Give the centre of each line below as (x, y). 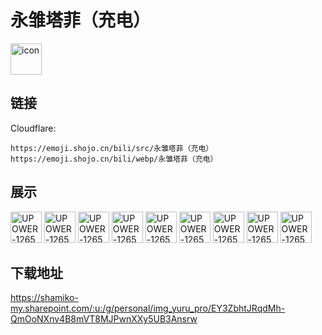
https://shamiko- (44, 298)
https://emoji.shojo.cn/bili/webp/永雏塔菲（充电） (114, 159)
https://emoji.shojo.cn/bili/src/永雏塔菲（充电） (112, 148)
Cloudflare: (33, 128)
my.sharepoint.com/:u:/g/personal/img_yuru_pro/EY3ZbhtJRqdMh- (148, 308)
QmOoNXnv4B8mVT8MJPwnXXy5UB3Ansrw (104, 319)
